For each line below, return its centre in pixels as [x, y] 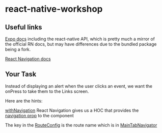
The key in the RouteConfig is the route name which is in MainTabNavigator [81, 125]
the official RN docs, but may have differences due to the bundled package [81, 44]
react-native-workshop [54, 9]
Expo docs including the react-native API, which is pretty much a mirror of [80, 39]
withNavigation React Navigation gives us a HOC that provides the [72, 110]
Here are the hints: [24, 101]
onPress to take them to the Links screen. [47, 91]
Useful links [24, 27]
